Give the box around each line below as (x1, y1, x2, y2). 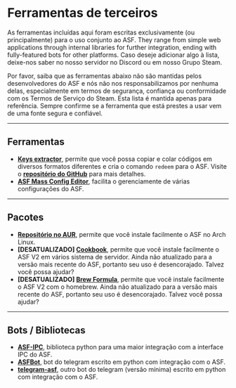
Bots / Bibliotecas (7, 324, 86, 336)
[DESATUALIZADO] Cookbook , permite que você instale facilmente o (17, 245, 220, 254)
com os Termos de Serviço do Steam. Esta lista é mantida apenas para (7, 93, 212, 103)
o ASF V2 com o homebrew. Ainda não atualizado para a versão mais (17, 283, 218, 291)
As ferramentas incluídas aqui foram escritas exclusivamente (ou (7, 28, 195, 37)
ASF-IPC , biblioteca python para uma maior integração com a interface (17, 343, 223, 351)
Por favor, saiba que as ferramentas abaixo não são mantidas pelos (7, 72, 202, 80)
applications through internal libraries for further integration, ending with (7, 43, 217, 51)
